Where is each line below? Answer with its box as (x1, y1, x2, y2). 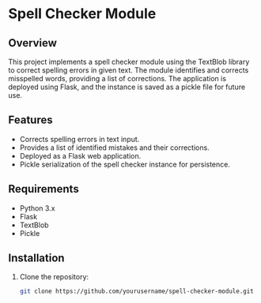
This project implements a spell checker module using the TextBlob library (8, 57, 250, 66)
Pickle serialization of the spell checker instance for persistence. (19, 159, 231, 169)
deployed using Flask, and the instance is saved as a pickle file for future (8, 82, 246, 92)
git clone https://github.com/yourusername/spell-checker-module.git (19, 287, 255, 296)
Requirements (8, 182, 79, 196)
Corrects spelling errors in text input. (19, 134, 140, 144)
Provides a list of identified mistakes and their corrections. (19, 143, 210, 152)
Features (8, 114, 53, 127)
